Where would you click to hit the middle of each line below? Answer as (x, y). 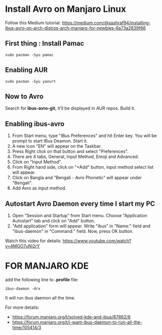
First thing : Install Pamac (45, 44)
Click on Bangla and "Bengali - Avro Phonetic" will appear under (77, 178)
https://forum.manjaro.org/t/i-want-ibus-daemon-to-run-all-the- (77, 322)
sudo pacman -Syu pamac (29, 55)
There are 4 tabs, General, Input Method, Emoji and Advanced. (75, 157)
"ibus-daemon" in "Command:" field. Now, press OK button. (73, 231)
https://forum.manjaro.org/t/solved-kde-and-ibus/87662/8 (71, 317)
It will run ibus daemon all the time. (40, 298)
